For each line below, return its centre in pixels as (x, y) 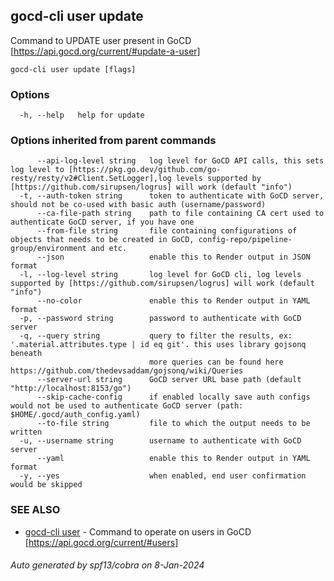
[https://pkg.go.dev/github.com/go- (145, 170)
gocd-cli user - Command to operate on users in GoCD (138, 531)
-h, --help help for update (82, 115)
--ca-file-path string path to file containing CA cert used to (180, 214)
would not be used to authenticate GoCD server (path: (127, 406)
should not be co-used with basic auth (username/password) (138, 205)
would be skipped (46, 485)
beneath (26, 354)
